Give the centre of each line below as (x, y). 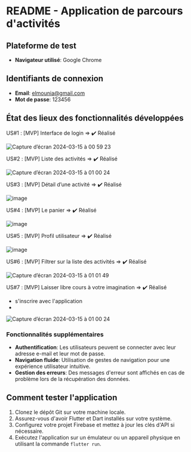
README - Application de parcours (95, 11)
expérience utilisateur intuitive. (53, 366)
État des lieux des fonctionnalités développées (95, 118)
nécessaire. (29, 431)
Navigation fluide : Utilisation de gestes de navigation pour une (92, 360)
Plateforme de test (41, 46)
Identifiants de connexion (55, 79)
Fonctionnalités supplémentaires (55, 334)
